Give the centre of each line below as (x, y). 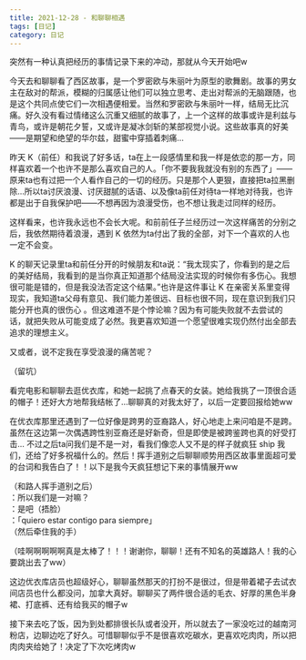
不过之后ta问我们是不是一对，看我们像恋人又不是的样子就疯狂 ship (151, 444)
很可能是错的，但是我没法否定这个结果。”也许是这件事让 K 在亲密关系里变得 (150, 287)
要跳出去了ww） (40, 563)
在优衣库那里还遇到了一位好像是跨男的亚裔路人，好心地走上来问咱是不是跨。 (153, 421)
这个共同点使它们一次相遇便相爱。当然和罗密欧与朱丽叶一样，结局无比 (148, 104)
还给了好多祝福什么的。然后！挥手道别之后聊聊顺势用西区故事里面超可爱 (161, 455)
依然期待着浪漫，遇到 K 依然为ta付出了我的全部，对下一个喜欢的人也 (161, 234)
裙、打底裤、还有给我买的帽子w (69, 604)
